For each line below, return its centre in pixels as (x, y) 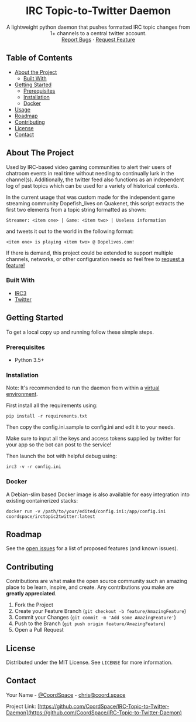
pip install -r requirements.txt (47, 416)
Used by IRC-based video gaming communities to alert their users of (89, 167)
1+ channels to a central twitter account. (98, 33)
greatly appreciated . (31, 594)
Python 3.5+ (30, 360)
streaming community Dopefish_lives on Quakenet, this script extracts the (95, 203)
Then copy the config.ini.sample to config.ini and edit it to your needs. (91, 427)
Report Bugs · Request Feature (98, 39)
